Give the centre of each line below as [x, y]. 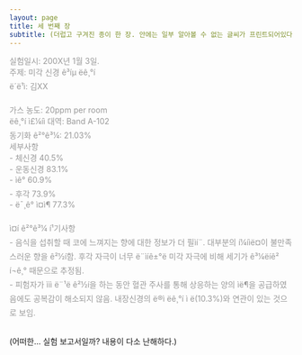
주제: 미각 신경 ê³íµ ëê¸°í [53, 72]
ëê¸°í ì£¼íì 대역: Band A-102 [59, 122]
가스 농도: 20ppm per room [58, 110]
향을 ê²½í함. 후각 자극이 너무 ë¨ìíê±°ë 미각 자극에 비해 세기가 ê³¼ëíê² [156, 257]
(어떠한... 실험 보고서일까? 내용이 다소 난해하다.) [93, 341]
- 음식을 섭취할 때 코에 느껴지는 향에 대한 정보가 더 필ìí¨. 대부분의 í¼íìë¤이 [139, 242]
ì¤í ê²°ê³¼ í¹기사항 [43, 228]
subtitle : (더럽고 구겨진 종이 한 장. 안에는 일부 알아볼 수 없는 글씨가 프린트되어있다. [153, 34]
